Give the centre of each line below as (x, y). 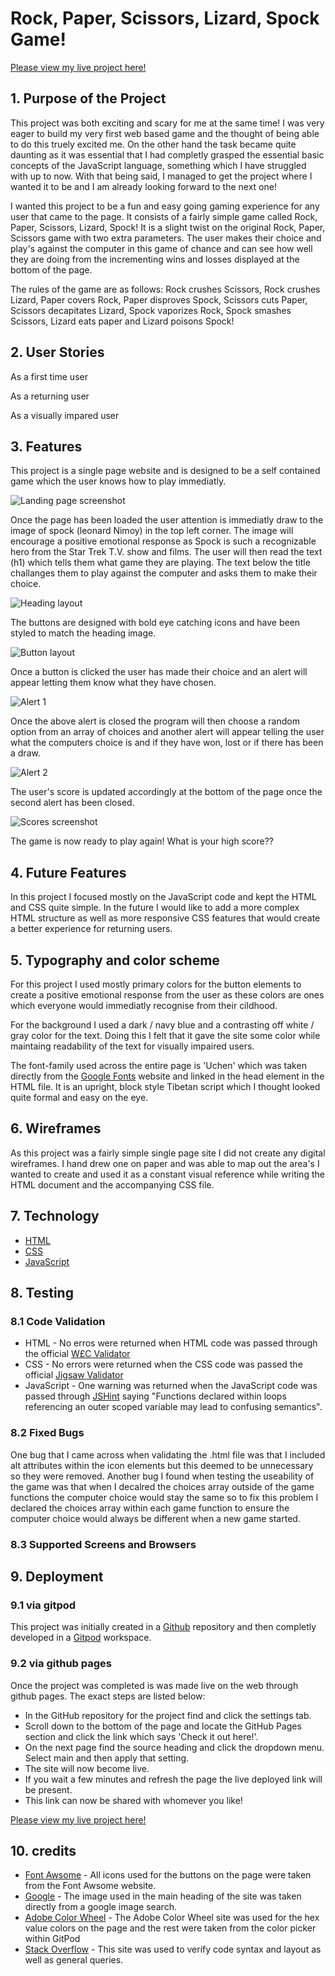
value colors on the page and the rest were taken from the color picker (170, 1928)
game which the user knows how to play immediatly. (118, 481)
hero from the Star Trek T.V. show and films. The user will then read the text (166, 552)
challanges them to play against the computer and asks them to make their (164, 573)
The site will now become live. (87, 1768)
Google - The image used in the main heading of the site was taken (163, 1896)
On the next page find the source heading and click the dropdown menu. (174, 1747)
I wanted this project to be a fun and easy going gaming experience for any (165, 206)
